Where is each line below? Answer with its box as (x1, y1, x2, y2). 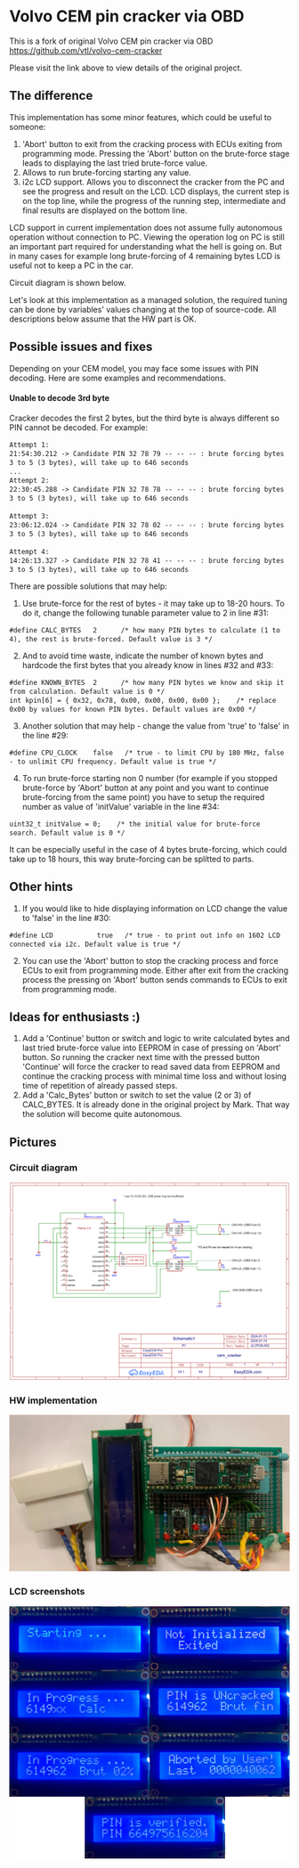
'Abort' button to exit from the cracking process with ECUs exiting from (21, 138, 283, 149)
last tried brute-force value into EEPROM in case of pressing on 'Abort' (21, 1042, 282, 1053)
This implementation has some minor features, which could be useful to (9, 111, 272, 122)
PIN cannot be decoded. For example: (9, 421, 149, 433)
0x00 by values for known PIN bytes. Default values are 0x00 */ (9, 705, 256, 714)
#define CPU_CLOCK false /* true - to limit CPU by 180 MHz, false (9, 748, 285, 757)
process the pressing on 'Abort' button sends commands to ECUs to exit (21, 974, 287, 985)
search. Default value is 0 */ (9, 828, 125, 837)
